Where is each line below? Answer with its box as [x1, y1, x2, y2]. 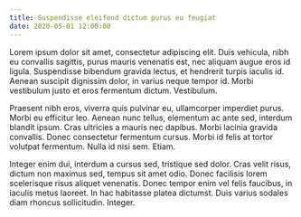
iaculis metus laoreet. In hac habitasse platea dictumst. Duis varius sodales [9, 187, 289, 198]
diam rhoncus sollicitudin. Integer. [9, 196, 136, 208]
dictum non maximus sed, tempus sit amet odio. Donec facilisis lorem [9, 168, 268, 179]
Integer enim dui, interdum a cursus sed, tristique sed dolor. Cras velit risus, [9, 158, 292, 169]
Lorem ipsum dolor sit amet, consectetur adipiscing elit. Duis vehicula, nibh [9, 46, 289, 57]
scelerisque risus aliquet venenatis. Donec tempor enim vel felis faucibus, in [9, 177, 293, 188]
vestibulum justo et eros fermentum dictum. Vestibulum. [9, 85, 218, 96]
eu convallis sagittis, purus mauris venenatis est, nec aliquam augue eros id [9, 56, 291, 67]
